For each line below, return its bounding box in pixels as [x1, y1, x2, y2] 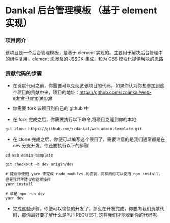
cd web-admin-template [5, 152, 53, 158]
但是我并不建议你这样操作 [5, 177, 51, 182]
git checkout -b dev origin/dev [5, 162, 74, 167]
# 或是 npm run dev [5, 191, 45, 196]
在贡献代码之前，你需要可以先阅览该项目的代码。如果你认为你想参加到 [12, 82, 160, 88]
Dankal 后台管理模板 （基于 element [5, 5, 157, 16]
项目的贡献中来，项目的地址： [17, 89, 80, 95]
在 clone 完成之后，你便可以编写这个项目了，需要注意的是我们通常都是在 [12, 136, 165, 142]
